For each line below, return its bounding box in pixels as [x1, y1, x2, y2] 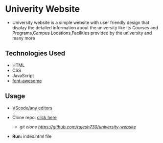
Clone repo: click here [12, 114, 57, 120]
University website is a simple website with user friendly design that [12, 20, 150, 25]
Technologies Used [5, 49, 65, 58]
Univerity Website [5, 3, 80, 15]
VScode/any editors [12, 105, 52, 111]
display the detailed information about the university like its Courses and [12, 24, 158, 30]
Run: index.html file [12, 133, 52, 139]
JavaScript [12, 72, 34, 79]
